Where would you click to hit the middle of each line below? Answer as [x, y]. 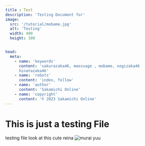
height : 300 [23, 39]
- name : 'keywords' [35, 61]
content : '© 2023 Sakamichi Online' [57, 99]
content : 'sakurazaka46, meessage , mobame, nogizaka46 [79, 66]
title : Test [19, 10]
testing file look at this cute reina [39, 138]
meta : [16, 56]
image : [12, 19]
